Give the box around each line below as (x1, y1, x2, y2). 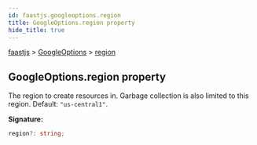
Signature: (8, 114, 43, 124)
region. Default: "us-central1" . (8, 100, 108, 109)
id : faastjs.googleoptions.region (8, 11, 122, 20)
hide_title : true (8, 26, 65, 34)
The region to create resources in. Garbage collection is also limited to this (8, 91, 249, 100)
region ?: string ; (8, 130, 65, 138)
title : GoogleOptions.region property (8, 19, 135, 27)
